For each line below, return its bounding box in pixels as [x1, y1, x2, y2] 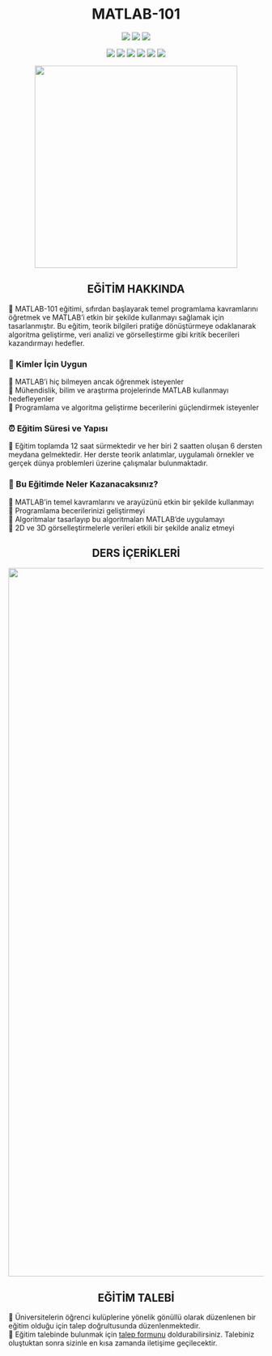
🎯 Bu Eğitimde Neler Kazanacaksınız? [8, 478, 159, 490]
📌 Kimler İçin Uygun [8, 358, 87, 369]
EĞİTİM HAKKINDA [87, 283, 185, 296]
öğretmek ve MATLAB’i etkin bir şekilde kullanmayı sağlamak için [8, 312, 225, 322]
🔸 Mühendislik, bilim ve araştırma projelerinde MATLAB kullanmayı [8, 385, 229, 395]
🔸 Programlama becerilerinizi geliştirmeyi [8, 505, 146, 515]
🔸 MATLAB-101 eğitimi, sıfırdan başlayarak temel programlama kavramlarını [8, 304, 258, 313]
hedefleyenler [8, 394, 55, 404]
